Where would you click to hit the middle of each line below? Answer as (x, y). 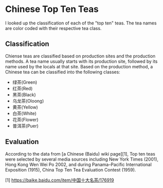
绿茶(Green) (25, 82)
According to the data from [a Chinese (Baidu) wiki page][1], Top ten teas (80, 154)
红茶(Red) (22, 88)
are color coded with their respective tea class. (53, 28)
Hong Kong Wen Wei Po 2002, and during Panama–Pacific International (79, 164)
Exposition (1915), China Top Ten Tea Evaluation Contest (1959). (71, 170)
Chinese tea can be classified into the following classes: (63, 72)
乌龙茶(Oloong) (28, 101)
